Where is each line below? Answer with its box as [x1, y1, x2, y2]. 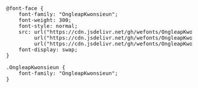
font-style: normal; [18, 23, 78, 29]
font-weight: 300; [18, 17, 72, 23]
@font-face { [6, 5, 44, 11]
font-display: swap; [18, 47, 78, 53]
